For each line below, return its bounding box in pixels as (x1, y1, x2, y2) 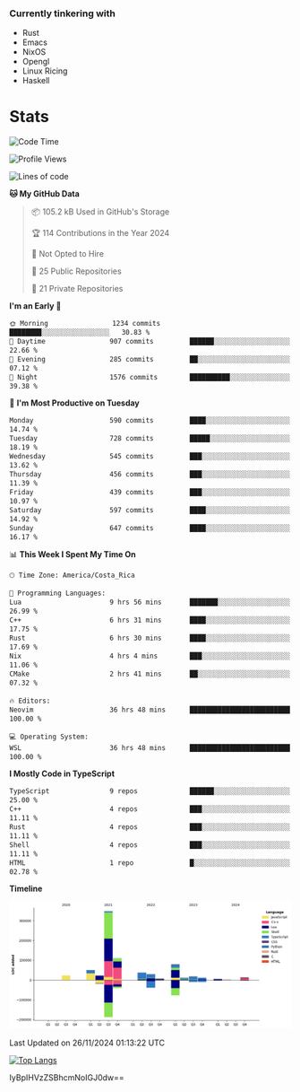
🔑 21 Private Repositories (30, 284, 124, 294)
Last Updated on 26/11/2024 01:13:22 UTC (9, 1037, 166, 1048)
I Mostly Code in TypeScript (9, 768, 115, 779)
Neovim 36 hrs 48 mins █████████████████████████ (9, 705, 291, 715)
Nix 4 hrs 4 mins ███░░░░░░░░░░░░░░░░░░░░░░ (9, 651, 291, 661)
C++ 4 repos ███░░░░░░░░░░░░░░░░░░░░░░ (9, 805, 291, 814)
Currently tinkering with (9, 7, 116, 20)
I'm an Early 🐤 (9, 301, 62, 311)
